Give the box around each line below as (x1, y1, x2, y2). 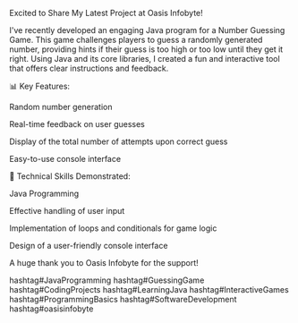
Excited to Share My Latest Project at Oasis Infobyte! (9, 8, 203, 18)
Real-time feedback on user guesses (9, 119, 145, 129)
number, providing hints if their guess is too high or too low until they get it (9, 44, 284, 55)
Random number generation (9, 102, 113, 112)
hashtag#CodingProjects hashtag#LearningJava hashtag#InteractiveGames (9, 285, 289, 294)
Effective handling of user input (9, 206, 125, 216)
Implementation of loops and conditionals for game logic (9, 223, 217, 234)
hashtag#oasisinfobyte (9, 303, 94, 314)
